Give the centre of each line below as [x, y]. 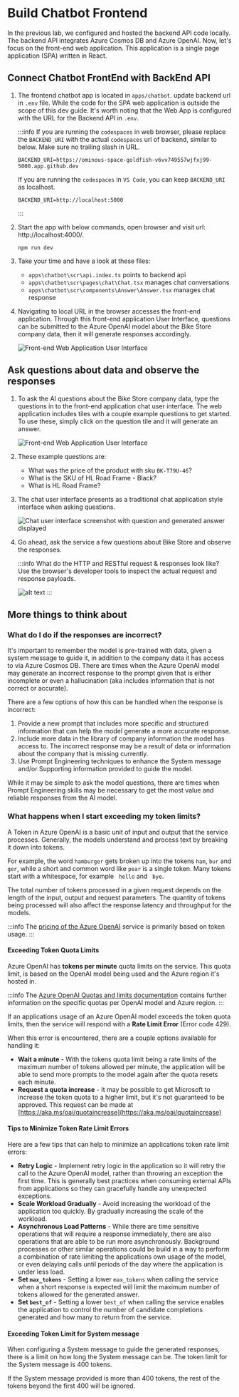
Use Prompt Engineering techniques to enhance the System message [119, 761]
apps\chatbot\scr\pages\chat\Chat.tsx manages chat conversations [129, 282]
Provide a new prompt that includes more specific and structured [113, 723]
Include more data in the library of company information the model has [121, 738]
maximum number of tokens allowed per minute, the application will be [121, 1066]
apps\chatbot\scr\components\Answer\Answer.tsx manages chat [122, 289]
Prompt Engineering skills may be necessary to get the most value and [111, 790]
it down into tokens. [36, 847]
